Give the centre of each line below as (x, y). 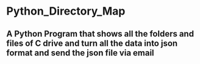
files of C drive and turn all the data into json (92, 43)
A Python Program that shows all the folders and (100, 34)
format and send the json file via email (80, 53)
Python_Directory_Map (66, 11)
